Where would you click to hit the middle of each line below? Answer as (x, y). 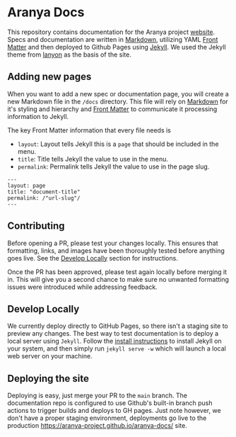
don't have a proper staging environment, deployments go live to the (107, 418)
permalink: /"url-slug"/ (44, 198)
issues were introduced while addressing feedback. (82, 287)
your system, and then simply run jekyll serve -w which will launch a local (117, 348)
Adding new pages (49, 77)
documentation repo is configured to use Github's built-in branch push (110, 403)
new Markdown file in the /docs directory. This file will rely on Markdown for (118, 101)
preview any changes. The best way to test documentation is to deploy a (113, 334)
